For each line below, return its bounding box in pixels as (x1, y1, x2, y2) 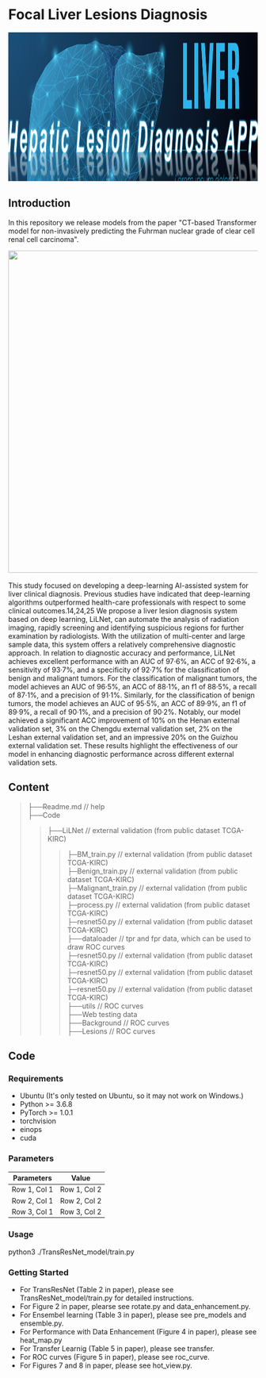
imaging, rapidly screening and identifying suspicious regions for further (8, 623, 244, 632)
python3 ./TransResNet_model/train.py (8, 1247, 135, 1257)
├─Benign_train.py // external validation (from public (66, 866, 238, 876)
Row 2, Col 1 (11, 1196, 54, 1205)
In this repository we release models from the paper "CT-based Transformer (8, 217, 257, 227)
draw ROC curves (66, 942, 125, 951)
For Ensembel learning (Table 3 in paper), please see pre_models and (19, 1310, 247, 1319)
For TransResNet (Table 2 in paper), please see (19, 1284, 174, 1294)
